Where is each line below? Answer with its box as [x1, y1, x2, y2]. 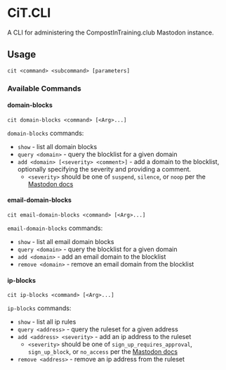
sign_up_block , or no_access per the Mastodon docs [27, 347, 178, 356]
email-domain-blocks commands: [7, 224, 103, 233]
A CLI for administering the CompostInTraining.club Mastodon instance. [7, 28, 214, 37]
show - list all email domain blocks [17, 238, 114, 246]
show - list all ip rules [17, 318, 77, 326]
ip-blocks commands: [7, 304, 72, 312]
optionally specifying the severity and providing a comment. [17, 165, 192, 173]
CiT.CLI [7, 5, 51, 21]
